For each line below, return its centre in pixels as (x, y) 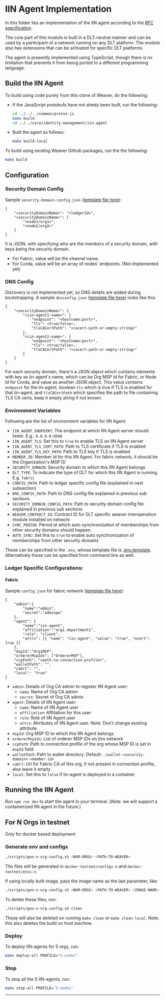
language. (15, 68)
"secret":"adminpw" (43, 613)
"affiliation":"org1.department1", (59, 630)
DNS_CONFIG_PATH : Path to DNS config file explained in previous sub (80, 493)
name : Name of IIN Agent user (49, 707)
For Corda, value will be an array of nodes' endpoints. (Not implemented (85, 264)
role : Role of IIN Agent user (47, 718)
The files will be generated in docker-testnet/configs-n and (66, 866)
